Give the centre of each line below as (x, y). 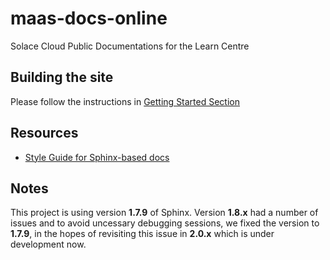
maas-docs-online (89, 18)
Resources (44, 133)
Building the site (62, 77)
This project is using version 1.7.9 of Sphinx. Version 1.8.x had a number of (164, 213)
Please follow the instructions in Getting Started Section (125, 101)
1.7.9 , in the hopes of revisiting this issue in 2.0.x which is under (142, 234)
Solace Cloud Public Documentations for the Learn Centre (130, 46)
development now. (48, 244)
